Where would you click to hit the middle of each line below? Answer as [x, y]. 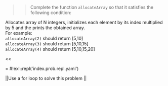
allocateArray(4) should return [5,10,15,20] [50, 49]
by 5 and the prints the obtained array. [45, 28]
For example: [19, 33]
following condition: [51, 13]
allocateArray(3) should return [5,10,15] [47, 44]
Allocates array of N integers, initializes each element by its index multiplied [84, 22]
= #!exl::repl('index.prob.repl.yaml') [42, 68]
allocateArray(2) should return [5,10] [44, 38]
